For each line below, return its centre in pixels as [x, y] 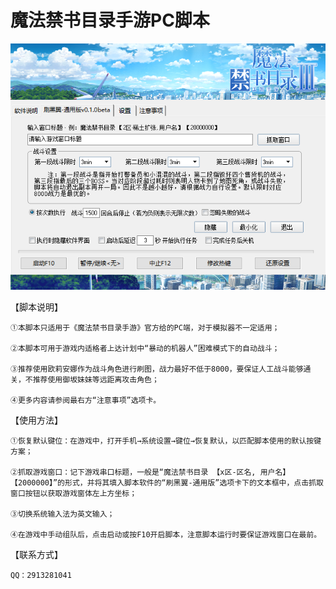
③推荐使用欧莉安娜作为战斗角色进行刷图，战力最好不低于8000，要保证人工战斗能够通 [161, 369]
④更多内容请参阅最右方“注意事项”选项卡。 [86, 400]
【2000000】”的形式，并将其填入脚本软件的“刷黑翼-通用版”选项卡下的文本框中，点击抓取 [167, 482]
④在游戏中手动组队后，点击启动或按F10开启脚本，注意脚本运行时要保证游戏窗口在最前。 [166, 534]
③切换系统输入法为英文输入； [62, 514]
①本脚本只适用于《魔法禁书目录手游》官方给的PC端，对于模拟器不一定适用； [145, 327]
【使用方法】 [36, 420]
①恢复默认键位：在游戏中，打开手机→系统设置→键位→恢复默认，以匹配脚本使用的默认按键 [166, 441]
